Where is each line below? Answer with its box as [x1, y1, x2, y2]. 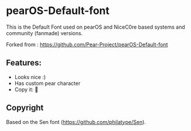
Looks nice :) [14, 73, 46, 80]
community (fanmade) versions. [6, 29, 83, 36]
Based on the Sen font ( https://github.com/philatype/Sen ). [6, 118, 146, 125]
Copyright [6, 103, 44, 113]
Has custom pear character [14, 80, 81, 87]
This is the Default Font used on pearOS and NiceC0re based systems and [6, 23, 185, 30]
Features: [6, 58, 42, 68]
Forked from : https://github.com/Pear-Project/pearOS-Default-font [6, 41, 168, 48]
